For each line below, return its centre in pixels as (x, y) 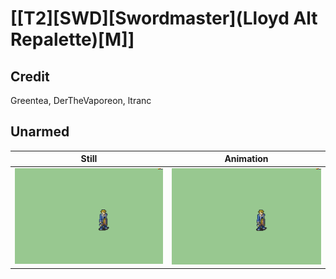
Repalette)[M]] (72, 39)
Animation (246, 159)
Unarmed (40, 132)
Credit (30, 76)
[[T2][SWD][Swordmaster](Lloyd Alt (164, 18)
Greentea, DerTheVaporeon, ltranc (81, 100)
